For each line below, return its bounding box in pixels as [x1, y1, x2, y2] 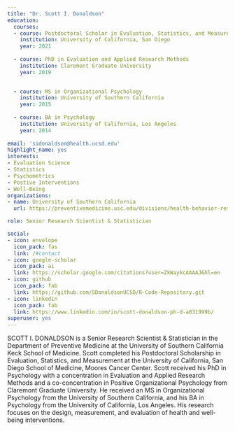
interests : [7, 153, 39, 160]
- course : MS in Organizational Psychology [13, 88, 142, 95]
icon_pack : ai [13, 263, 55, 270]
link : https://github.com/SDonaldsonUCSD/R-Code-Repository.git [13, 288, 205, 296]
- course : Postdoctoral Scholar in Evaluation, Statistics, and [13, 29, 205, 37]
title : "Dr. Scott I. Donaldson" [7, 10, 105, 17]
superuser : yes [7, 315, 52, 322]
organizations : [7, 192, 52, 199]
